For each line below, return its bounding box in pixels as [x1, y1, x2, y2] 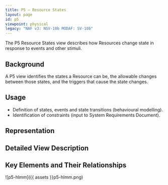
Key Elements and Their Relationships [5, 161, 127, 169]
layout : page [5, 12, 33, 17]
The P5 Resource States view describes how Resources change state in [5, 40, 154, 46]
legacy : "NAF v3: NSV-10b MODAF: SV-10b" [5, 26, 94, 31]
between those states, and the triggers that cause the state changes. [5, 79, 148, 85]
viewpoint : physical [5, 21, 49, 27]
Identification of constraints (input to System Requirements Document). [12, 112, 160, 118]
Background [5, 60, 44, 69]
